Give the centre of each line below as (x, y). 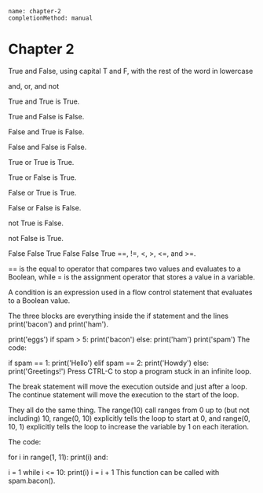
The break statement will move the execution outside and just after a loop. (128, 386)
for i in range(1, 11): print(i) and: (58, 457)
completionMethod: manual (50, 18)
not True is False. (36, 223)
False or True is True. (42, 192)
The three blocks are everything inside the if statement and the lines (119, 316)
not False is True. (36, 238)
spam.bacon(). (32, 480)
